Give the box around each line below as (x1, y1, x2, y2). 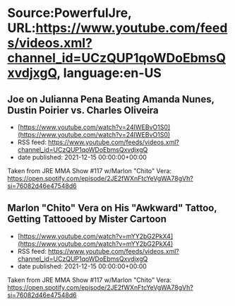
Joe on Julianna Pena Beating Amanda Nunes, (7, 93, 215, 105)
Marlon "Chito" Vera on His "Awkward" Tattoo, (7, 202, 217, 214)
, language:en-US (56, 65, 162, 81)
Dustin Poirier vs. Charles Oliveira (7, 104, 159, 116)
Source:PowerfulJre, (7, 5, 132, 21)
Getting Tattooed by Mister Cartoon (7, 213, 167, 225)
